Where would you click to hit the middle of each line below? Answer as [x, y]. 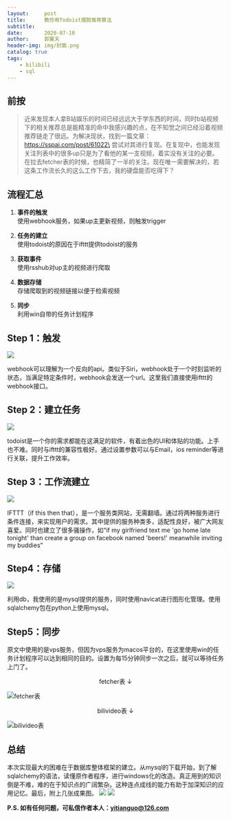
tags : [15, 59]
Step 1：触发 [34, 338]
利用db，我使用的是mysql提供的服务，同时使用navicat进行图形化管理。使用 [114, 599]
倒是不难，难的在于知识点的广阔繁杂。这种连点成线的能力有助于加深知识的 [112, 785]
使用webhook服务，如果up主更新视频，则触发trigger [91, 221]
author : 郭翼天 [33, 39]
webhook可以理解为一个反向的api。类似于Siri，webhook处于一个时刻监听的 [114, 368]
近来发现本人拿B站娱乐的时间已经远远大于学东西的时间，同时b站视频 [121, 119]
